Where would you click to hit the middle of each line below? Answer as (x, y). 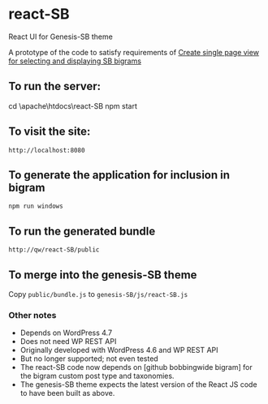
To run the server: (55, 86)
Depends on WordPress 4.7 (66, 333)
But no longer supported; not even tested (89, 359)
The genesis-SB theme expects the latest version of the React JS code (138, 385)
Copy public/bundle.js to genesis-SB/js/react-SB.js (98, 294)
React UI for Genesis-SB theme (61, 37)
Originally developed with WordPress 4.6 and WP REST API (119, 350)
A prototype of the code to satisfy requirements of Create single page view (134, 52)
